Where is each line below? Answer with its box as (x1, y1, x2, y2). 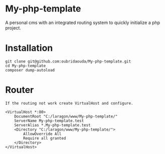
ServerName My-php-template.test (14, 118, 84, 123)
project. (5, 24, 22, 30)
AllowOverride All (23, 131, 62, 136)
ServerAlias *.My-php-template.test (14, 122, 91, 127)
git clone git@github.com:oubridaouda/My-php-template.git (5, 58, 131, 64)
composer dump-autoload (5, 67, 55, 72)
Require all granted (23, 135, 66, 140)
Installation (5, 42, 53, 54)
